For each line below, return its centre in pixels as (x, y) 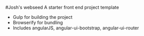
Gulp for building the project (43, 17)
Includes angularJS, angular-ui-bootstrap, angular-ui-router (76, 28)
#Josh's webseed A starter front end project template (62, 7)
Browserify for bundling (38, 23)
